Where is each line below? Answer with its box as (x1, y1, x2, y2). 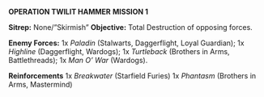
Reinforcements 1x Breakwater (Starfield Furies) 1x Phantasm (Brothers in (8, 71, 257, 80)
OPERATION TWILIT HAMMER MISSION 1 (8, 7, 148, 16)
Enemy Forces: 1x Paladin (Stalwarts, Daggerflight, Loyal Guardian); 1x (8, 38, 245, 48)
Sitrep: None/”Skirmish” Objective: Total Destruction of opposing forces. (8, 23, 253, 32)
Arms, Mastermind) (8, 80, 73, 89)
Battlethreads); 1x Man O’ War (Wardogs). (8, 56, 148, 65)
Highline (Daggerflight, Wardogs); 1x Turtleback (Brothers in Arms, (8, 47, 230, 56)
